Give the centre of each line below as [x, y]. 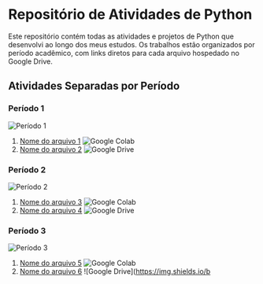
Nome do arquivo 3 [51, 201]
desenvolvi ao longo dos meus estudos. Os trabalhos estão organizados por [131, 44]
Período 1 [26, 109]
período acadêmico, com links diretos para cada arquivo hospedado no [124, 53]
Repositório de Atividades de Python [130, 15]
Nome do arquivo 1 [50, 141]
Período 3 [27, 231]
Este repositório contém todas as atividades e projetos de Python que [121, 36]
